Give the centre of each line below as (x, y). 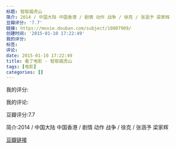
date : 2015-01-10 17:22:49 (39, 56)
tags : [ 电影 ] (21, 67)
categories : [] (25, 72)
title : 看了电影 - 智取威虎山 (39, 61)
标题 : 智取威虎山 (24, 12)
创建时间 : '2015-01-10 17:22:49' (45, 34)
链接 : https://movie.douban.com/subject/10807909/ (69, 28)
